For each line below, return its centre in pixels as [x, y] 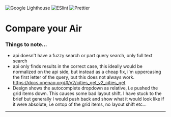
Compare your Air [44, 29]
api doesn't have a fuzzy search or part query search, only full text [82, 56]
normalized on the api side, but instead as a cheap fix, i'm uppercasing [87, 72]
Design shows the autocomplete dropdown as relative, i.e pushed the [85, 88]
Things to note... [26, 44]
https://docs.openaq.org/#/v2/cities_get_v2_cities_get [69, 83]
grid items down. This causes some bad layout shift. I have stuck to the [87, 93]
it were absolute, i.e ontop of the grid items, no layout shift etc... [79, 104]
